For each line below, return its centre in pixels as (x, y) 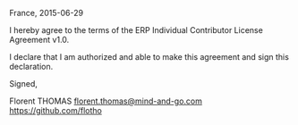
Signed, (23, 83)
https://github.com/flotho (56, 110)
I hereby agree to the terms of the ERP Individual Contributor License (136, 30)
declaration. (31, 67)
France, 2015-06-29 (46, 13)
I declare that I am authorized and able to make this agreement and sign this (149, 57)
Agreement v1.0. (39, 40)
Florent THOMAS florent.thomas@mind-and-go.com (106, 101)
